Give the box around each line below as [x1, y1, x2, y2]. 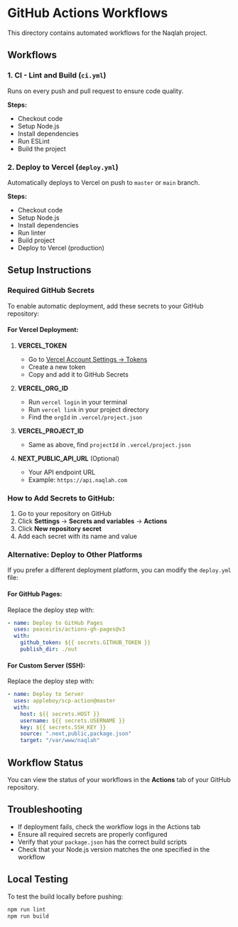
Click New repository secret [17, 525, 102, 533]
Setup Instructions [7, 264, 92, 277]
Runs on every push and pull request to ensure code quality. [7, 87, 183, 95]
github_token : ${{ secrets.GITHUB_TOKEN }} [20, 639, 151, 646]
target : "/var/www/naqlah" [20, 737, 100, 744]
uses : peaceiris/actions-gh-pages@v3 [13, 626, 126, 633]
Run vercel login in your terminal [28, 397, 128, 406]
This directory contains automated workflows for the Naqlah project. [7, 28, 207, 37]
